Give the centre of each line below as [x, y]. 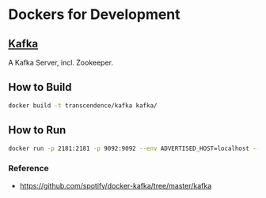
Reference [28, 169]
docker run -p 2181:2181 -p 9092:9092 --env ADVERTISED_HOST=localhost [129, 148]
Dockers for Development [94, 15]
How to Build [40, 87]
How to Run [37, 131]
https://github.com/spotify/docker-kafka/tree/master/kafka [116, 185]
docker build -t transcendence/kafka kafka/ [83, 105]
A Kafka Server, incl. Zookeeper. [61, 62]
